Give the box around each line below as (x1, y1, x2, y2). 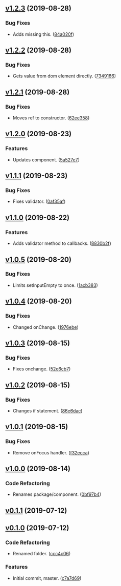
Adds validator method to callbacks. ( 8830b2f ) (12, 240, 111, 246)
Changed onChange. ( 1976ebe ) (12, 324, 79, 330)
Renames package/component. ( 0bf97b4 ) (12, 491, 102, 497)
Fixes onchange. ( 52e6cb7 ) (12, 366, 71, 372)
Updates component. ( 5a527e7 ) (12, 156, 80, 163)
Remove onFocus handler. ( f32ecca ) (12, 449, 89, 455)
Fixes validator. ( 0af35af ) (12, 198, 66, 204)
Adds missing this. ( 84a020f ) (12, 31, 75, 37)
